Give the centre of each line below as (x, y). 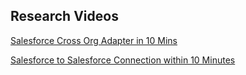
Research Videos (64, 16)
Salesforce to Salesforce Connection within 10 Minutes (123, 60)
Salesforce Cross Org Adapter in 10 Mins (94, 40)
